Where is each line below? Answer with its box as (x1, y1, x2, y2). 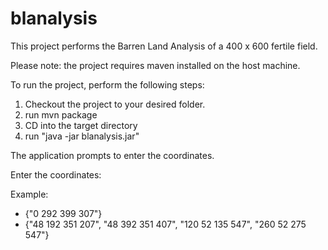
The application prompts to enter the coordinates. (10, 149, 215, 161)
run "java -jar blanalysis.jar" (24, 130, 140, 142)
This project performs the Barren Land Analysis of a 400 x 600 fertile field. (10, 40, 318, 52)
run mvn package (24, 108, 98, 121)
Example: (10, 188, 49, 200)
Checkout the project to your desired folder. (24, 98, 206, 110)
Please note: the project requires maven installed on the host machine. (10, 59, 301, 71)
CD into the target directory (24, 119, 138, 131)
